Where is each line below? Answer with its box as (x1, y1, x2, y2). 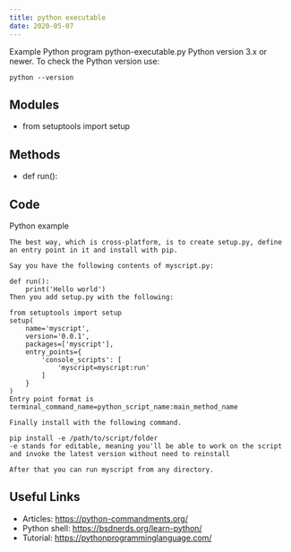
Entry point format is (9, 394, 94, 403)
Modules (9, 97, 60, 112)
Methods (9, 147, 61, 162)
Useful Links (9, 489, 81, 505)
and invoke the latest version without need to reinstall (9, 449, 230, 458)
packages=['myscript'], (25, 340, 115, 349)
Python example (9, 220, 70, 231)
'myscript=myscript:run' (56, 363, 150, 372)
